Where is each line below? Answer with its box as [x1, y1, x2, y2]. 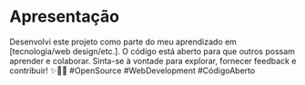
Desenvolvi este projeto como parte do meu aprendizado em [9, 36, 237, 47]
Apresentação [9, 6, 120, 27]
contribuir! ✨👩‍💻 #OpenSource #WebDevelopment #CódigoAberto [9, 65, 256, 76]
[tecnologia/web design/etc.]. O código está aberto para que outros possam [9, 45, 296, 56]
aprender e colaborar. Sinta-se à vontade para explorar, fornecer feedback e [9, 55, 297, 66]
